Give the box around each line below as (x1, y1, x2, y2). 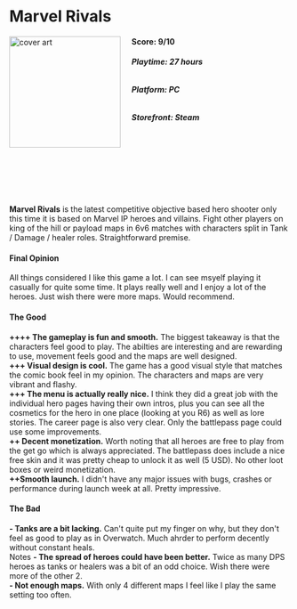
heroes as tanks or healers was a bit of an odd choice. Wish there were (9, 561, 270, 572)
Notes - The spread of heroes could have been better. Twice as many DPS (9, 551, 285, 562)
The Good (9, 312, 47, 322)
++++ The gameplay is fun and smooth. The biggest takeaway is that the (9, 331, 280, 342)
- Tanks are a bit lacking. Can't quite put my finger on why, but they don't (9, 523, 280, 533)
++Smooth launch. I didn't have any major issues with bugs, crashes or (9, 474, 273, 484)
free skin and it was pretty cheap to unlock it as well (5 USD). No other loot (9, 454, 284, 465)
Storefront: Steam (132, 111, 200, 122)
